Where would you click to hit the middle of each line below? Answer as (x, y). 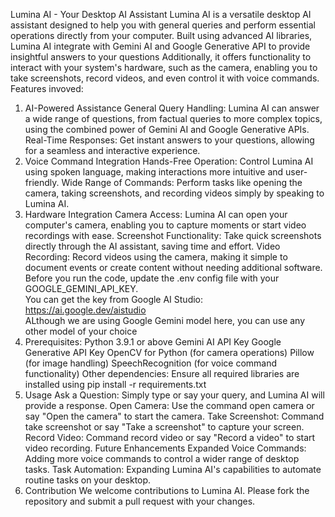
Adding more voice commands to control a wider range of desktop (162, 458)
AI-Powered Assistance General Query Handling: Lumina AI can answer (172, 108)
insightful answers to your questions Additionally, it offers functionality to (161, 57)
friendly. (42, 182)
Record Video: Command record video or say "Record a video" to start (170, 437)
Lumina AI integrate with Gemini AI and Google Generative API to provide (160, 46)
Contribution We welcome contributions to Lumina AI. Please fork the (167, 490)
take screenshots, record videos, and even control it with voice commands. (165, 78)
